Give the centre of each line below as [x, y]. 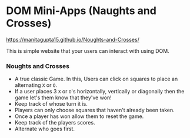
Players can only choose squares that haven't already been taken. [94, 110]
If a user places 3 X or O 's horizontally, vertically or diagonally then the [99, 92]
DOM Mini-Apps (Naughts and [81, 11]
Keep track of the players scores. [55, 123]
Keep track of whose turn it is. [51, 104]
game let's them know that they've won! [63, 97]
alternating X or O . [36, 85]
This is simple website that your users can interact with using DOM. [88, 51]
